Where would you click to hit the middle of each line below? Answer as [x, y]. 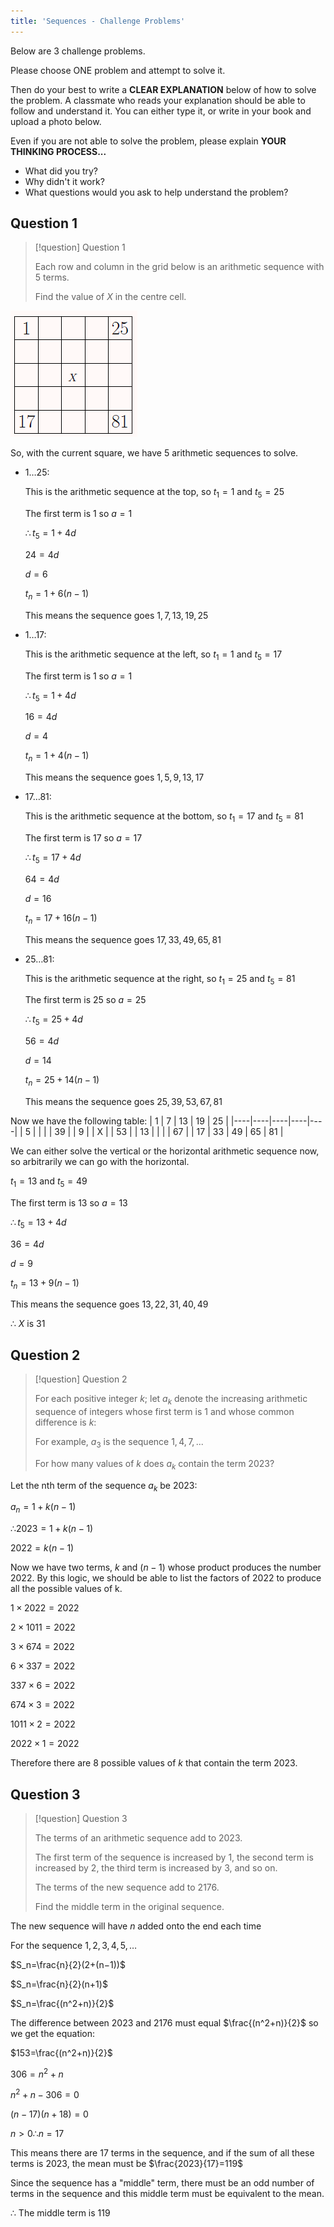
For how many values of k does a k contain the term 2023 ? [154, 1464]
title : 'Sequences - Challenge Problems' [98, 21]
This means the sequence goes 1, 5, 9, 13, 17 [114, 777]
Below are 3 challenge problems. [78, 51]
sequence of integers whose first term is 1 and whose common [164, 1411]
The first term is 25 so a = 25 [85, 1000]
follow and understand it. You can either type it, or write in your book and [161, 111]
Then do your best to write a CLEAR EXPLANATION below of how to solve [163, 89]
